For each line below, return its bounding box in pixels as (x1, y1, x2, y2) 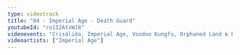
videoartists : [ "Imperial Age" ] (7, 37, 104, 44)
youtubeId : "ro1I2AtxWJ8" (7, 24, 84, 31)
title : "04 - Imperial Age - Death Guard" (7, 17, 136, 24)
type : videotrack (7, 10, 59, 18)
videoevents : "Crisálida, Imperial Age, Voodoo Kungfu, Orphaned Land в (7, 30, 229, 38)
